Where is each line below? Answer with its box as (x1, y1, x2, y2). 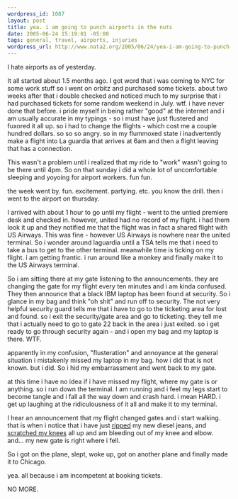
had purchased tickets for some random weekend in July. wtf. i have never (7, 99, 225, 107)
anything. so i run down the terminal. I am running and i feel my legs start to (7, 385, 228, 393)
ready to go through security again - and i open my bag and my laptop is (7, 327, 220, 335)
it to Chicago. (7, 458, 47, 466)
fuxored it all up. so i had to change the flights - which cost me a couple (7, 122, 217, 130)
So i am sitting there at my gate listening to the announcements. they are (7, 274, 219, 283)
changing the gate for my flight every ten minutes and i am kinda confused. (7, 282, 227, 291)
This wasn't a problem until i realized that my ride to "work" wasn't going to (7, 158, 228, 167)
